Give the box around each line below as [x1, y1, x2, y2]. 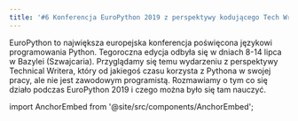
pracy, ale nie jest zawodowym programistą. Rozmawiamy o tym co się [9, 74, 268, 85]
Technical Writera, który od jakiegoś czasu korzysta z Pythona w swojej [9, 65, 271, 76]
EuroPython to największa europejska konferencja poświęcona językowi [9, 37, 273, 48]
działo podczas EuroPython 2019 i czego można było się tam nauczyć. [9, 84, 266, 95]
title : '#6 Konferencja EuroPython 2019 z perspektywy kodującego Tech [9, 12, 279, 22]
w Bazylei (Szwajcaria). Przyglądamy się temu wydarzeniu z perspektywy [9, 56, 278, 66]
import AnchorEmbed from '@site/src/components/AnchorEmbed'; [9, 101, 255, 111]
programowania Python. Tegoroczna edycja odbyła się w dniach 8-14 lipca [9, 46, 282, 57]
